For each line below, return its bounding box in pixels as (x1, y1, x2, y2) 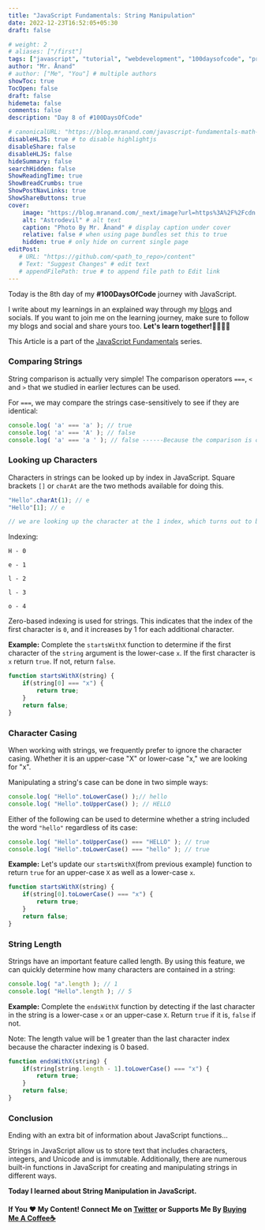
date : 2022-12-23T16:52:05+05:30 (8, 19, 118, 27)
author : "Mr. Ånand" (8, 62, 77, 71)
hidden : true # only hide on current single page (22, 238, 189, 246)
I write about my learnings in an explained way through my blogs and (8, 305, 233, 314)
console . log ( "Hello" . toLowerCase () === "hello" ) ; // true (8, 845, 211, 853)
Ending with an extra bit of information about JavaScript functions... (8, 1131, 229, 1140)
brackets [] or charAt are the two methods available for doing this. (8, 480, 224, 490)
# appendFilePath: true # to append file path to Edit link (18, 267, 221, 275)
